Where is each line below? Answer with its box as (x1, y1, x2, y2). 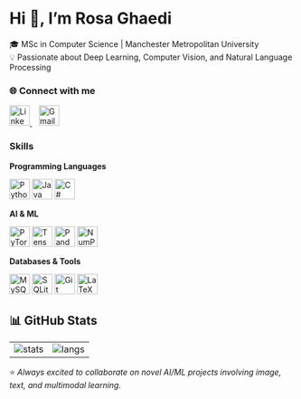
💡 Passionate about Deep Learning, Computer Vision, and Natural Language (9, 52, 293, 62)
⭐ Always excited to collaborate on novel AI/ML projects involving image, (9, 366, 282, 378)
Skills (9, 140, 34, 153)
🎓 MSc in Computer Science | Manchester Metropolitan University (9, 38, 259, 49)
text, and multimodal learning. (9, 380, 122, 391)
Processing (9, 62, 52, 72)
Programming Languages (9, 160, 107, 171)
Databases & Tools (9, 255, 81, 266)
